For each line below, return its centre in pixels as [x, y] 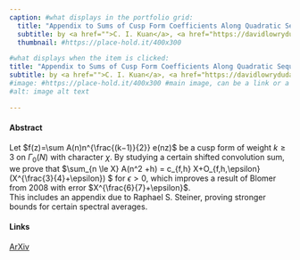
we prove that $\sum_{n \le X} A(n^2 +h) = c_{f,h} [100, 168]
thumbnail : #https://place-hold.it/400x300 [99, 42]
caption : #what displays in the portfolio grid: [101, 17]
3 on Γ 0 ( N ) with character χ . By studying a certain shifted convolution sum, [147, 158]
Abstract [26, 128]
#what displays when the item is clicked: [89, 59]
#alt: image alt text [50, 91]
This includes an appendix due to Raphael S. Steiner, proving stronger [137, 197]
